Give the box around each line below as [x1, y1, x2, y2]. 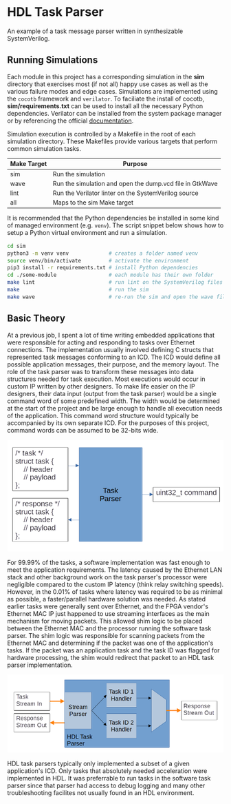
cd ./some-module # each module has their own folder [7, 271, 214, 279]
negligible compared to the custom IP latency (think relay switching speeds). [7, 580, 224, 589]
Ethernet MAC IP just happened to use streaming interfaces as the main [7, 610, 210, 618]
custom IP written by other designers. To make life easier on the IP [7, 382, 195, 390]
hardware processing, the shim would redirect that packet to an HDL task [7, 654, 214, 662]
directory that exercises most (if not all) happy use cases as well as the [7, 80, 208, 88]
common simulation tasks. [7, 144, 81, 152]
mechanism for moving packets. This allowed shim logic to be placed [7, 617, 203, 626]
